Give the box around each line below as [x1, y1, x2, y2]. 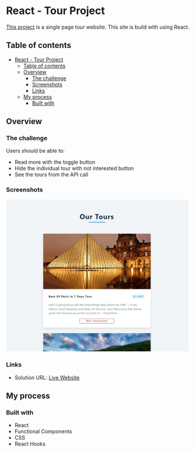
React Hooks [14, 440, 46, 447]
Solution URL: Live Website [14, 374, 80, 381]
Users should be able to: [6, 148, 65, 155]
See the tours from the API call [14, 171, 89, 178]
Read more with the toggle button [14, 159, 95, 166]
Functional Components [14, 428, 72, 435]
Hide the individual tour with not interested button [14, 165, 134, 172]
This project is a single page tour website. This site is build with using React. [6, 23, 190, 30]
